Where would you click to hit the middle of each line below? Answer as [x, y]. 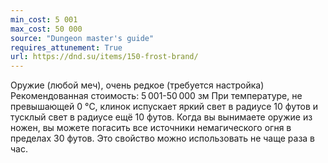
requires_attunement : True [66, 47]
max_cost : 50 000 [46, 29]
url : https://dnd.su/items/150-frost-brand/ [104, 57]
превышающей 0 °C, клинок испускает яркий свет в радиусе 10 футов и [164, 107]
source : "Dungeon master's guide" [82, 38]
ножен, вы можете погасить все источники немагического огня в [151, 128]
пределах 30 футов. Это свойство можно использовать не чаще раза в [163, 138]
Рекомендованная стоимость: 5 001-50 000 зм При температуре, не [156, 96]
